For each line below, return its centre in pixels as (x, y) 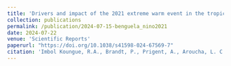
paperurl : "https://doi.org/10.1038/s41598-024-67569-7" (90, 45)
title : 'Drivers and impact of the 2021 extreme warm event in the (106, 13)
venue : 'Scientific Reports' (49, 39)
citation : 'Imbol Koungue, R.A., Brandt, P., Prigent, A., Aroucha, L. (112, 52)
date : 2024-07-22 (32, 33)
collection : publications (44, 20)
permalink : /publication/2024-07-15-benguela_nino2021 (87, 26)
